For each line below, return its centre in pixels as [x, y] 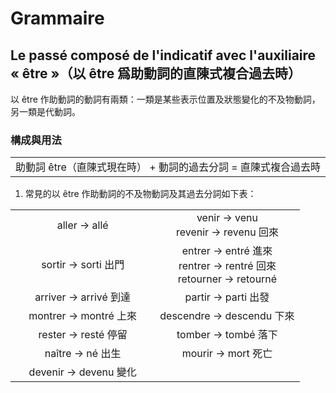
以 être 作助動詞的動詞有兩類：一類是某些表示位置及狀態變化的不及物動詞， [165, 99]
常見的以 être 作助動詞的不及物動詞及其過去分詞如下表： [140, 194]
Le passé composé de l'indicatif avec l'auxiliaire [163, 55]
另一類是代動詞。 [45, 111]
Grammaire [57, 18]
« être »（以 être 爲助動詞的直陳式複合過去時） [156, 73]
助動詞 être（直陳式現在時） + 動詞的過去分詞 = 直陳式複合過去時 [168, 167]
